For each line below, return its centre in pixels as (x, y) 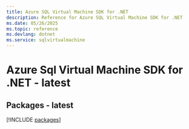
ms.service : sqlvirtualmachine (46, 40)
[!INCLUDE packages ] (34, 120)
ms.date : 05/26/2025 (32, 23)
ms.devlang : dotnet (31, 35)
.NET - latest (38, 83)
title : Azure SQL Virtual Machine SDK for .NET (68, 12)
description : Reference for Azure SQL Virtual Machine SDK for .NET (94, 18)
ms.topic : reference (32, 29)
